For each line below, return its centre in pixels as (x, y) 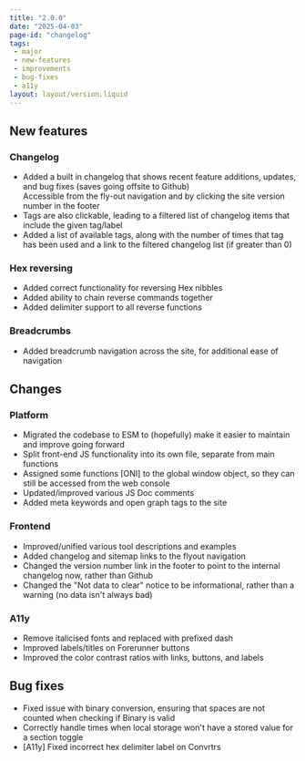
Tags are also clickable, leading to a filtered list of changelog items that (156, 216)
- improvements (42, 69)
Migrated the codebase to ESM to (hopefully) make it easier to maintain (156, 435)
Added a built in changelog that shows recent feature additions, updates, (159, 177)
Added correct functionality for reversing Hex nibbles (122, 288)
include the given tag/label (72, 225)
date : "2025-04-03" (46, 26)
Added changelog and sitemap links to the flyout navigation (134, 556)
